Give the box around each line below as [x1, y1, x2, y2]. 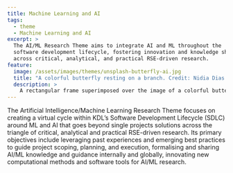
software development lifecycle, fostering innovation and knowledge [13, 49, 218, 56]
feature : [7, 62, 33, 69]
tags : [7, 17, 23, 24]
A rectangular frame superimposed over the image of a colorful [19, 87, 209, 94]
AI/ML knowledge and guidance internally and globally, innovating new [7, 150, 209, 159]
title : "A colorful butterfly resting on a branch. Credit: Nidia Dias [13, 74, 225, 82]
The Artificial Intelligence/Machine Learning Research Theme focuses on [7, 107, 216, 115]
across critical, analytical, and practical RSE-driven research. [13, 55, 209, 62]
